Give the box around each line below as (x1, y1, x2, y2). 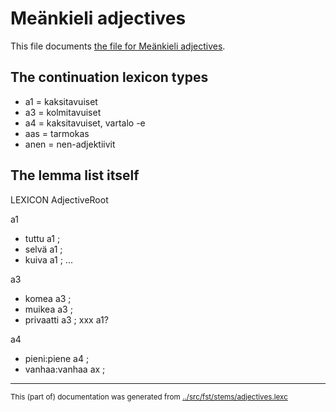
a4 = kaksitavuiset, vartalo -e (24, 117, 146, 129)
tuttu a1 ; (24, 232, 61, 244)
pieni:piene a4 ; (24, 352, 90, 364)
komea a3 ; (24, 292, 72, 304)
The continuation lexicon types (10, 69, 209, 86)
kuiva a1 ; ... (24, 253, 73, 266)
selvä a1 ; (24, 243, 63, 255)
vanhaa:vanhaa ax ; (24, 363, 106, 375)
